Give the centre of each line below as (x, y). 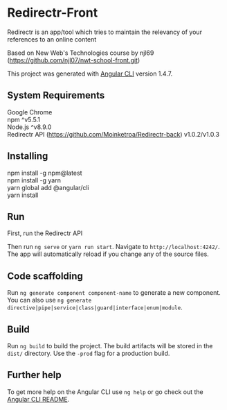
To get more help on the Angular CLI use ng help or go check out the (105, 392)
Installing (28, 156)
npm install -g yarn (34, 180)
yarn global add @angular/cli (48, 187)
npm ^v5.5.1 (24, 119)
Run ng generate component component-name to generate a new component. (114, 293)
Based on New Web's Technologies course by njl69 (81, 53)
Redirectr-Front (53, 13)
